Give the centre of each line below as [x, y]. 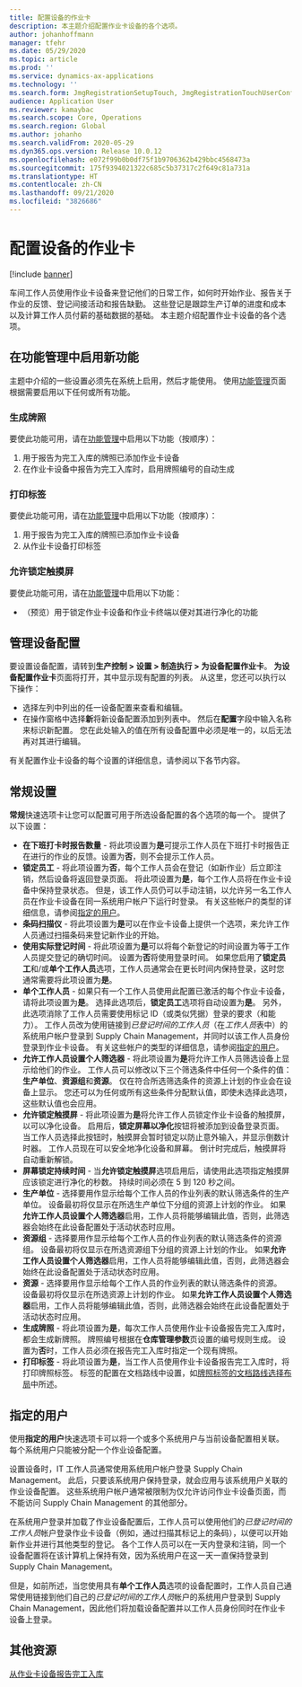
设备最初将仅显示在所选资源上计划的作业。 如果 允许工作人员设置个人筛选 [157, 1294]
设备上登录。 [33, 1619]
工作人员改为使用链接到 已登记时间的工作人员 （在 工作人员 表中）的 [166, 1025]
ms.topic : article [43, 59]
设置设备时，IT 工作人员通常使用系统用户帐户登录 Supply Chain [126, 1469]
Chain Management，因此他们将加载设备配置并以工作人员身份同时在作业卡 [147, 1608]
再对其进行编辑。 [54, 741]
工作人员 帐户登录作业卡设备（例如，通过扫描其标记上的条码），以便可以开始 [149, 1532]
